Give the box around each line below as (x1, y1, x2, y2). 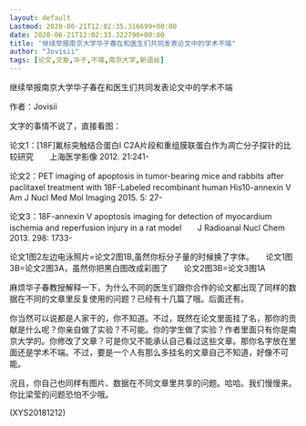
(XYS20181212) (9, 407, 66, 418)
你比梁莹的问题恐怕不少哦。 (9, 389, 114, 400)
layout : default (9, 13, 71, 23)
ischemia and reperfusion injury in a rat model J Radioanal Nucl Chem (9, 222, 285, 233)
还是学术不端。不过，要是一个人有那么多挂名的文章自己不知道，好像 (16, 347, 273, 358)
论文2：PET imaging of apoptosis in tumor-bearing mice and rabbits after (9, 170, 284, 181)
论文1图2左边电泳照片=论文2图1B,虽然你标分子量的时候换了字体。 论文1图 (9, 251, 293, 262)
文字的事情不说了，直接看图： (9, 120, 121, 131)
